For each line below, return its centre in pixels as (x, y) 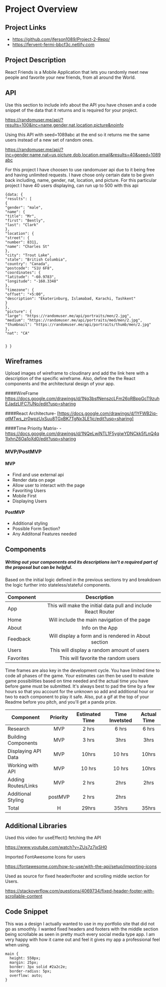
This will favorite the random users (100, 658)
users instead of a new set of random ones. (49, 140)
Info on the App (100, 628)
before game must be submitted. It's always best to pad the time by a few (80, 686)
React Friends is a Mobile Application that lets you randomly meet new (77, 72)
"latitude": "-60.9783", (31, 277)
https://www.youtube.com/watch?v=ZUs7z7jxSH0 (56, 847)
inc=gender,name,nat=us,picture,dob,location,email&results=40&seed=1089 (83, 155)
